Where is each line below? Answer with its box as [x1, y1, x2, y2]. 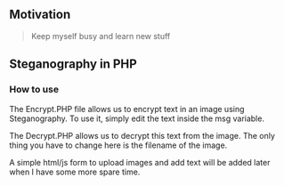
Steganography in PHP [9, 57, 138, 72]
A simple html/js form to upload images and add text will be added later [9, 157, 271, 167]
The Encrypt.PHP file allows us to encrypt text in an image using [9, 103, 245, 114]
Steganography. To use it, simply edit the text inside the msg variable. [9, 113, 265, 124]
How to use [9, 84, 60, 96]
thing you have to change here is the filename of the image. [9, 140, 228, 150]
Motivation [9, 7, 71, 22]
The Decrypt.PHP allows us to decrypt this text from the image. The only [9, 130, 276, 141]
